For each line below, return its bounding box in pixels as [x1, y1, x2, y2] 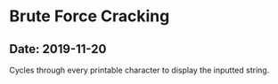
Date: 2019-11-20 [9, 42, 107, 57]
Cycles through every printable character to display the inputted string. [9, 65, 270, 75]
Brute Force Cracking [9, 6, 170, 27]
